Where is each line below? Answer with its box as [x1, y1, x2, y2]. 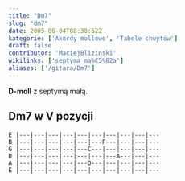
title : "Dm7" [8, 11, 52, 20]
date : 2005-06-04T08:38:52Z [8, 27, 103, 35]
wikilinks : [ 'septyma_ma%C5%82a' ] [8, 57, 125, 65]
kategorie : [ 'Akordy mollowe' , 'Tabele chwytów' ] [8, 34, 179, 43]
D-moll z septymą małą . [8, 86, 88, 96]
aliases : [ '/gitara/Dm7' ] [8, 64, 95, 72]
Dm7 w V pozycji [8, 109, 94, 123]
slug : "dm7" [8, 19, 48, 27]
